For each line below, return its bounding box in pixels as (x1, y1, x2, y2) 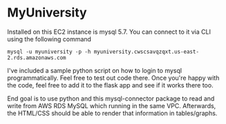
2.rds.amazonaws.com (7, 54, 67, 61)
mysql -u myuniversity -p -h (7, 48, 91, 55)
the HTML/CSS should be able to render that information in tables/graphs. (7, 109, 218, 117)
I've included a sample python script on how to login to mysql (7, 66, 182, 74)
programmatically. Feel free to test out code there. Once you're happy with (7, 74, 220, 82)
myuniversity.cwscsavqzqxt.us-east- (93, 48, 199, 55)
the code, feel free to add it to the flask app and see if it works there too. (7, 81, 214, 89)
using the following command (7, 34, 92, 43)
